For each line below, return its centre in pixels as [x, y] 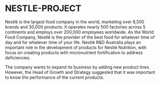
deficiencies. [18, 57]
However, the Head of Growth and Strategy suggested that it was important [80, 72]
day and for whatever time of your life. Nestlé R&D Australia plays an [73, 42]
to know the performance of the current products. [55, 77]
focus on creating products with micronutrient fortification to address [74, 52]
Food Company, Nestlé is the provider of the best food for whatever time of [80, 37]
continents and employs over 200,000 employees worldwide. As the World [79, 32]
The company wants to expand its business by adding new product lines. [78, 67]
